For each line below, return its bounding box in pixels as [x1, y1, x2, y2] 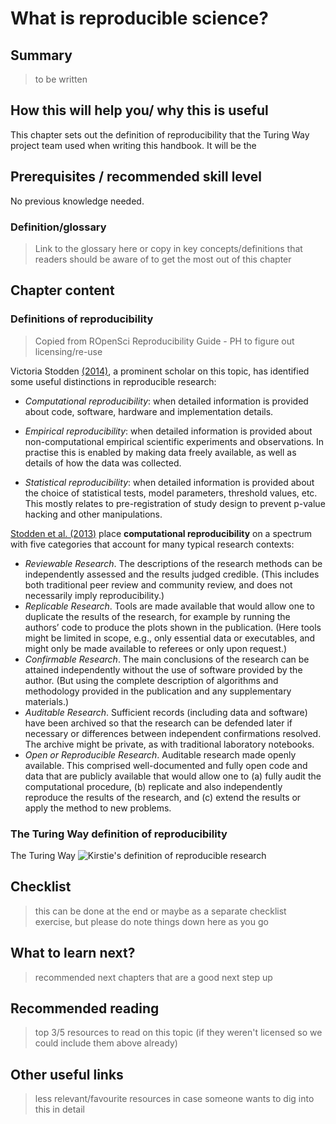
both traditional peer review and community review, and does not [24, 578, 293, 591]
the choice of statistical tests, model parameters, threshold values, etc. [24, 487, 318, 499]
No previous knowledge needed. [10, 195, 145, 207]
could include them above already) [34, 1037, 178, 1049]
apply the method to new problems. [24, 802, 172, 814]
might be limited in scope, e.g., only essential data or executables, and [24, 632, 316, 644]
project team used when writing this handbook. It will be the [10, 139, 257, 151]
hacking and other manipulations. [24, 508, 163, 520]
